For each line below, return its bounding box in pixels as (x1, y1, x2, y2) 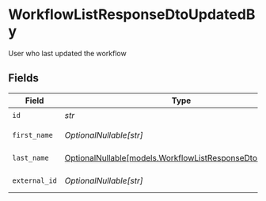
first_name (12, 131, 53, 139)
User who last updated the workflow (8, 48, 127, 58)
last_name (12, 153, 49, 162)
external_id (12, 176, 58, 185)
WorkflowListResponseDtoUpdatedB (8, 6, 256, 24)
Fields (8, 71, 40, 85)
